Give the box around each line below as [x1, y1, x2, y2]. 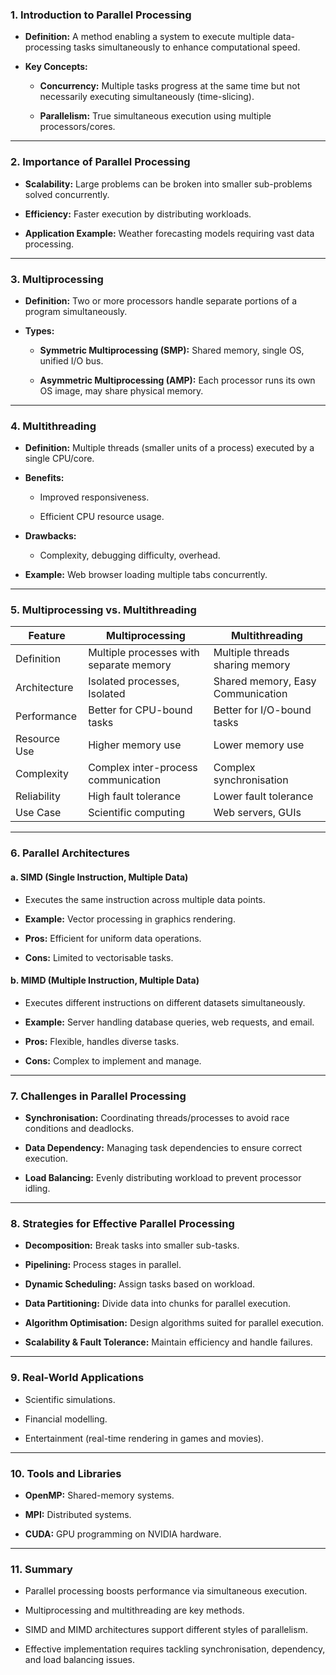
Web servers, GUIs [213, 806, 302, 820]
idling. [24, 1183, 51, 1195]
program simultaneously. [24, 305, 128, 317]
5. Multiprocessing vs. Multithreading [10, 603, 197, 617]
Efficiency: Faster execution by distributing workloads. [24, 208, 252, 220]
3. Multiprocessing [10, 272, 104, 286]
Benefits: [24, 472, 65, 484]
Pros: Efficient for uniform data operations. [24, 932, 202, 944]
